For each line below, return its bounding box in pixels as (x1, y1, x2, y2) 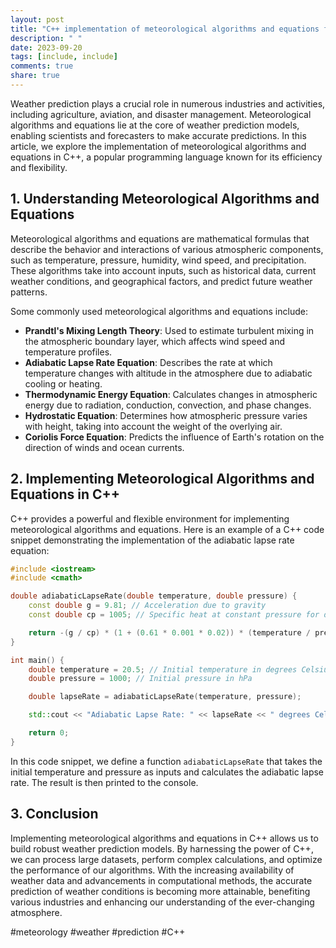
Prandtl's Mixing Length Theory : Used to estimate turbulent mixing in (24, 324, 315, 336)
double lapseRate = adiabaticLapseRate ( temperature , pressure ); (28, 692, 302, 702)
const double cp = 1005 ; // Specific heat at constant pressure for (28, 610, 320, 620)
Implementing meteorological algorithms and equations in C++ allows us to (10, 832, 319, 844)
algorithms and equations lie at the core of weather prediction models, (10, 119, 300, 131)
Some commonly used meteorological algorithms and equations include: (10, 305, 308, 317)
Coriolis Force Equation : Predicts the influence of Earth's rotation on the (24, 431, 325, 443)
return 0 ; (28, 728, 70, 738)
